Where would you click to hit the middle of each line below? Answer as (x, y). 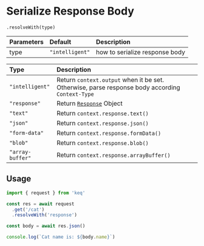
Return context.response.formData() (109, 133)
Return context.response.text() (103, 113)
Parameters (26, 42)
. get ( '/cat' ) (28, 210)
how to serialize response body (141, 52)
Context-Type (75, 94)
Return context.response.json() (103, 123)
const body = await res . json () (46, 226)
